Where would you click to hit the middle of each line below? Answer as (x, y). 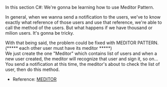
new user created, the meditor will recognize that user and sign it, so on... (82, 59)
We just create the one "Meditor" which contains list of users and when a (81, 53)
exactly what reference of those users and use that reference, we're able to (84, 22)
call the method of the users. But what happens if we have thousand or (79, 28)
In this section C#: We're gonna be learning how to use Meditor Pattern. (80, 7)
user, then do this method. (33, 69)
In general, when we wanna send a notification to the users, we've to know (83, 17)
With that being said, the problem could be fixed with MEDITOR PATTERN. (82, 43)
